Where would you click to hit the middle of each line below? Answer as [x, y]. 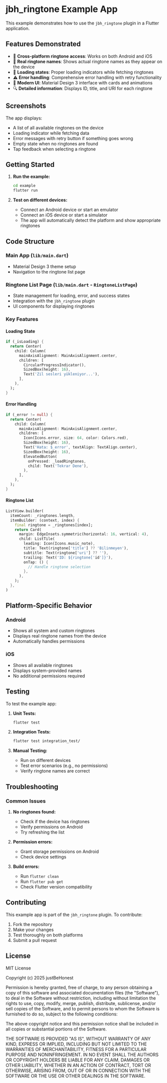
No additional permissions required [49, 675]
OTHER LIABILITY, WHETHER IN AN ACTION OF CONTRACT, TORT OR [78, 1065]
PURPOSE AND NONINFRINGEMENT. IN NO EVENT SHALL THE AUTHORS [82, 1054]
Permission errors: [33, 842]
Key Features [22, 319]
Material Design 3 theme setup [44, 266]
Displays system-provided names [47, 670]
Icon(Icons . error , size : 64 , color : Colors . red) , [76, 438]
